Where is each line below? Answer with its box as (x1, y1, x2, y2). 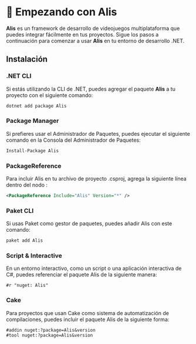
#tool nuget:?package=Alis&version (6, 332, 93, 338)
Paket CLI (6, 206, 34, 215)
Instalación (6, 54, 48, 64)
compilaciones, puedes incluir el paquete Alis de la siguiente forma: (6, 316, 170, 323)
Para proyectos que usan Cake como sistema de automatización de (6, 309, 169, 316)
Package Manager (6, 117, 59, 125)
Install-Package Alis (6, 148, 59, 153)
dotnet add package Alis (6, 103, 67, 109)
